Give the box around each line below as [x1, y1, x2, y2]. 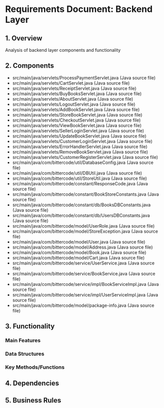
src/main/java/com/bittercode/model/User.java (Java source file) [12, 239, 146, 245]
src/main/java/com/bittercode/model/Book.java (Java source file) [12, 249, 147, 255]
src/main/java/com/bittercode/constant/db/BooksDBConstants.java [12, 202, 151, 208]
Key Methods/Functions [5, 364, 65, 371]
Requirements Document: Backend [5, 3, 153, 15]
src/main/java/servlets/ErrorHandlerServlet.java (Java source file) [12, 143, 148, 149]
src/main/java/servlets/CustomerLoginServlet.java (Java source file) [12, 138, 153, 144]
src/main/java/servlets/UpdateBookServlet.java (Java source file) [12, 133, 147, 139]
